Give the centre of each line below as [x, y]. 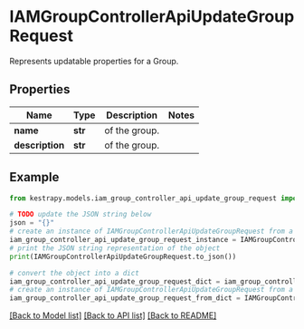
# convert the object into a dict [75, 273]
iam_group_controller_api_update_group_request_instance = [123, 240]
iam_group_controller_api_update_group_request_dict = [115, 281]
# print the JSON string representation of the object [115, 248]
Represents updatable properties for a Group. [94, 61]
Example [34, 177]
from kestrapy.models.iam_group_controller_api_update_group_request [143, 198]
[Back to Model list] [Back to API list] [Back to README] [113, 315]
